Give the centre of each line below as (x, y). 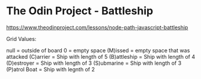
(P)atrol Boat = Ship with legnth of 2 (50, 69)
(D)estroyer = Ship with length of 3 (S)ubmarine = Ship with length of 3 (94, 63)
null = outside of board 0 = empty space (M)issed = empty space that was (98, 50)
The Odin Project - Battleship (80, 11)
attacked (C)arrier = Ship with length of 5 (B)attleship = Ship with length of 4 (101, 56)
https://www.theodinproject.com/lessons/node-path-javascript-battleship (97, 27)
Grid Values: (21, 39)
